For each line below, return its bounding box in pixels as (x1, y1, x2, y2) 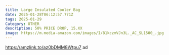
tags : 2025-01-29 (5, 16, 42, 21)
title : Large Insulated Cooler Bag (5, 7, 80, 12)
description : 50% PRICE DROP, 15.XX (5, 26, 82, 31)
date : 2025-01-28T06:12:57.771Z (5, 12, 73, 17)
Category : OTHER (5, 21, 39, 26)
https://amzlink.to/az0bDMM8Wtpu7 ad (5, 44, 88, 50)
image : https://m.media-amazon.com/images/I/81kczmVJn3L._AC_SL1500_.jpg (5, 30, 164, 35)
